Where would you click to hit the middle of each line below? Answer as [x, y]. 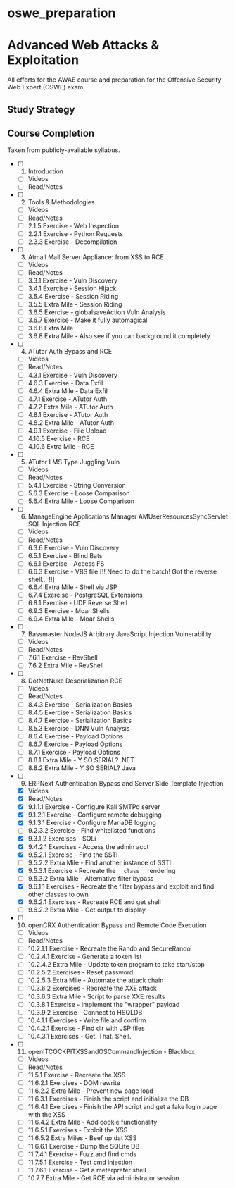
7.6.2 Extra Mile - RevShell [66, 666]
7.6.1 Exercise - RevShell [63, 657]
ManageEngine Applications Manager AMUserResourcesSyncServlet [128, 516]
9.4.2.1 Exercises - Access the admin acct [88, 846]
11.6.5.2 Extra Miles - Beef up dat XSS [82, 1138]
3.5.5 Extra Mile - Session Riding [75, 304]
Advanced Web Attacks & [83, 45]
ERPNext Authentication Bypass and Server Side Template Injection [126, 784]
